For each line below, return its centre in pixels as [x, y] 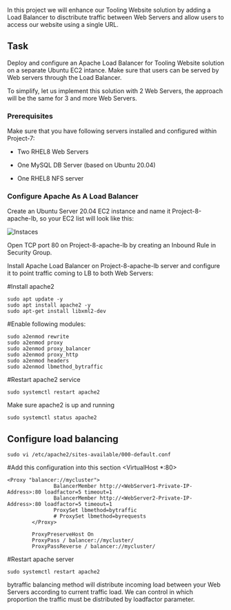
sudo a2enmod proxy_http [43, 355]
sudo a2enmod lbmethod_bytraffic [55, 367]
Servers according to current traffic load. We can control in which [100, 592]
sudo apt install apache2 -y [49, 305]
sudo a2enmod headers [38, 361]
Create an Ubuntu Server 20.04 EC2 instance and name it [89, 211]
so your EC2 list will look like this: [87, 218]
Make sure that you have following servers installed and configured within [112, 131]
